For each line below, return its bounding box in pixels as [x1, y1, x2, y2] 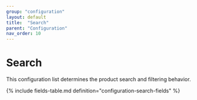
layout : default [6, 14, 46, 20]
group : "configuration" [6, 8, 65, 15]
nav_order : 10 [6, 31, 42, 37]
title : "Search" [6, 20, 49, 25]
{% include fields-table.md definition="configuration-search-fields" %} [6, 87, 180, 95]
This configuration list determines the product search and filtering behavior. [6, 76, 191, 83]
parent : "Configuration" [6, 25, 68, 31]
